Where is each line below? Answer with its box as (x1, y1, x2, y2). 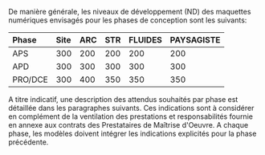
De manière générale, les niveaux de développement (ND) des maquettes (8, 7, 251, 16)
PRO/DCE (12, 74, 48, 85)
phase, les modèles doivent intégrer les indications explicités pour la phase (8, 128, 257, 138)
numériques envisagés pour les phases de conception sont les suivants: (8, 15, 247, 25)
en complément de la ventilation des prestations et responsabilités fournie (8, 112, 253, 121)
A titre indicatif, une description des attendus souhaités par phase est (8, 95, 238, 104)
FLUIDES (128, 35, 163, 45)
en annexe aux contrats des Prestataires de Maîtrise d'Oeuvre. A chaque (8, 120, 249, 129)
